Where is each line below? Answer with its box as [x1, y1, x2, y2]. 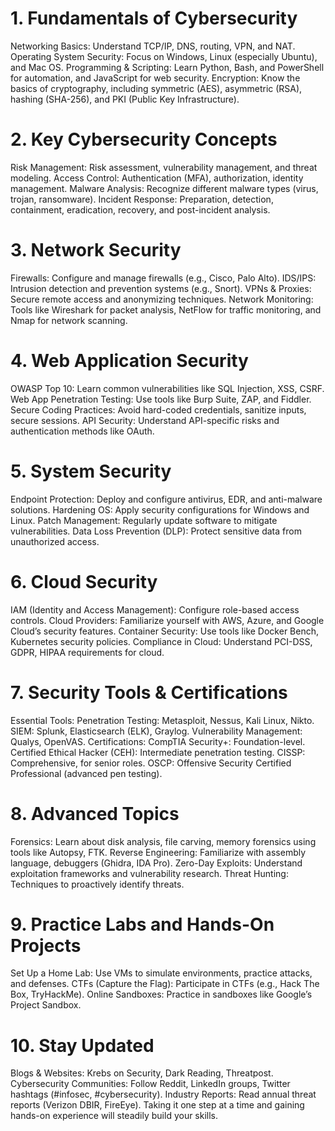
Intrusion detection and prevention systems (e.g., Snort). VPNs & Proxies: [10, 282, 312, 294]
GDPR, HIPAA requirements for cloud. [10, 646, 165, 658]
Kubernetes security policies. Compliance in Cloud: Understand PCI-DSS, [10, 635, 313, 647]
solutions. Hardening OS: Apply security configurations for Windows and [10, 503, 310, 516]
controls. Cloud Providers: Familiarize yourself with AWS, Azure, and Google [10, 614, 325, 626]
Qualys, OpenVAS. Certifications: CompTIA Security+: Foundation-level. [10, 735, 306, 747]
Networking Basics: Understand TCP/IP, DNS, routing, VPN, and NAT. [10, 40, 296, 52]
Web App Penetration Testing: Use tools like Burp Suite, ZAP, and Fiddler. [10, 393, 312, 405]
